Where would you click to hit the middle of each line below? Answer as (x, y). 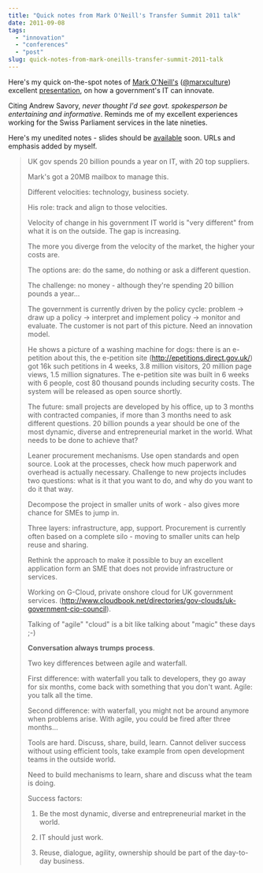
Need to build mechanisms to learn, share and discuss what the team (139, 774)
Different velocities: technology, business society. (108, 192)
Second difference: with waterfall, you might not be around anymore (138, 710)
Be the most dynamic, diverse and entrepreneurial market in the (143, 813)
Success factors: (55, 798)
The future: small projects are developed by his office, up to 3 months (141, 407)
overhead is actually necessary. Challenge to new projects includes (137, 472)
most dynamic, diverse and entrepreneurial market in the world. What (140, 432)
